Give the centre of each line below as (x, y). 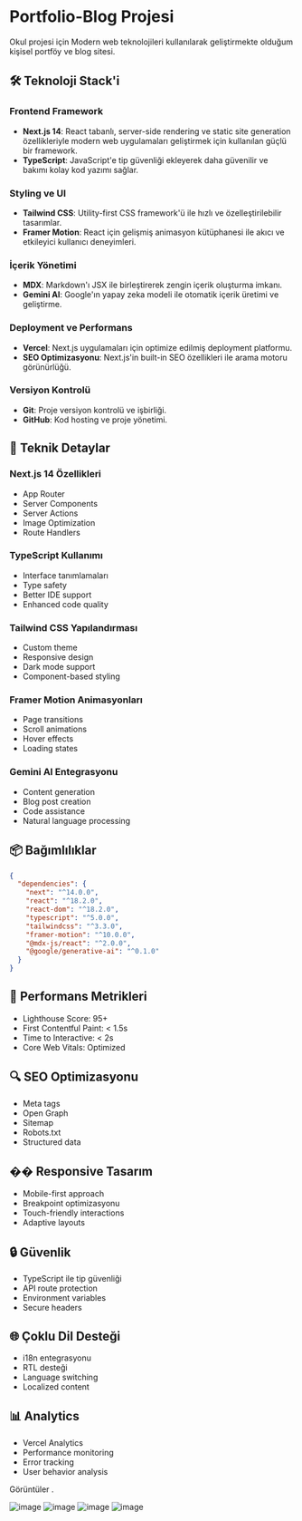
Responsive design (58, 657)
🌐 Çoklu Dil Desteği (65, 1336)
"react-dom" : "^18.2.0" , (72, 909)
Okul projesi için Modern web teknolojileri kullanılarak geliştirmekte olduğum (151, 42)
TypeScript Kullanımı (57, 556)
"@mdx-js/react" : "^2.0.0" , (78, 943)
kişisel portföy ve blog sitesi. (62, 51)
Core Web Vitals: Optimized (74, 1047)
